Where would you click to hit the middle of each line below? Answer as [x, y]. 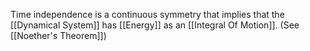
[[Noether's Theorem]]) [58, 35]
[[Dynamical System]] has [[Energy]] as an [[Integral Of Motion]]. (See [155, 25]
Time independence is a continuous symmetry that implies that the [147, 14]
